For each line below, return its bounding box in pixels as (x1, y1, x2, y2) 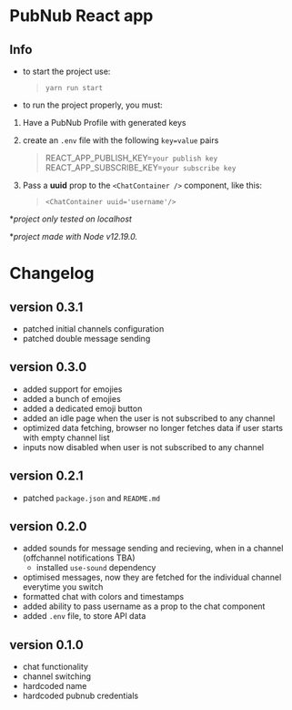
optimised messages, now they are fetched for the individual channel (22, 571, 282, 583)
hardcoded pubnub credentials (22, 690, 139, 702)
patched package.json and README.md (22, 492, 161, 503)
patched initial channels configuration (22, 324, 165, 334)
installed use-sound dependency (35, 562, 156, 573)
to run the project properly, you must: (22, 99, 164, 110)
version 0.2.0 (9, 519, 87, 534)
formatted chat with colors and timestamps (22, 592, 185, 602)
